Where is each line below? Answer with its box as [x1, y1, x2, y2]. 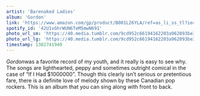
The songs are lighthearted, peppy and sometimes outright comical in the [6, 64, 186, 71]
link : [6, 20, 20, 25]
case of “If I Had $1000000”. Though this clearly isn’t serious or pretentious [6, 71, 192, 78]
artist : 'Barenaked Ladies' [6, 8, 76, 15]
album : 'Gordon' [6, 14, 46, 20]
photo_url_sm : [6, 31, 42, 37]
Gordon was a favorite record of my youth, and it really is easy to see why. [6, 57, 187, 65]
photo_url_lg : [6, 36, 42, 42]
